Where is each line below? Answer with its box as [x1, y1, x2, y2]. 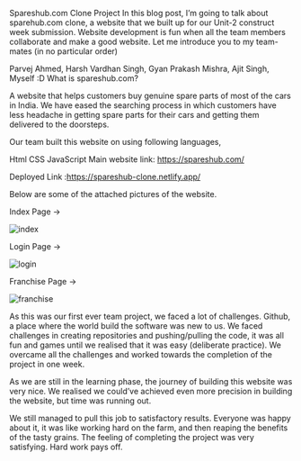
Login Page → [9, 241, 61, 251]
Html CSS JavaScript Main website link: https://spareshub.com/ [9, 154, 245, 165]
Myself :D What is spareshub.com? [9, 73, 139, 84]
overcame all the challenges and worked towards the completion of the [9, 349, 272, 359]
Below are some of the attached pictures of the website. [9, 189, 217, 199]
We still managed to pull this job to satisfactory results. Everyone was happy [9, 413, 292, 423]
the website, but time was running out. [9, 395, 152, 406]
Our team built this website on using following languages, [9, 137, 222, 147]
